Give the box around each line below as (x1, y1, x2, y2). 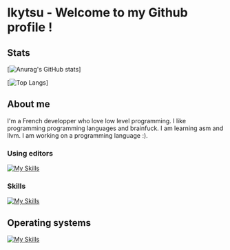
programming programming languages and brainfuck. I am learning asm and (7, 124, 224, 132)
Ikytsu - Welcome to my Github (7, 5, 188, 21)
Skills (7, 181, 26, 191)
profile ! (7, 19, 53, 35)
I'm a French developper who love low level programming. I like (7, 116, 187, 125)
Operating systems (7, 217, 92, 229)
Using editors (7, 148, 54, 158)
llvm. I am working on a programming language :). (7, 131, 148, 139)
